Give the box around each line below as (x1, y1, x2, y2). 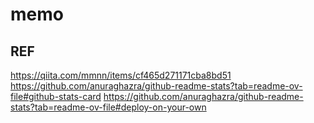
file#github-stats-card (10, 91, 102, 102)
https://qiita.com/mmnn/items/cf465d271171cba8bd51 (10, 69, 232, 81)
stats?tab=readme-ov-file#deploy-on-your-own (10, 101, 207, 113)
